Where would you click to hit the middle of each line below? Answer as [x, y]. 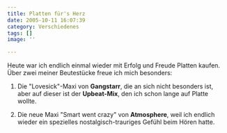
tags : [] [20, 33]
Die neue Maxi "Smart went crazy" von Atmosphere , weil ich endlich [116, 115]
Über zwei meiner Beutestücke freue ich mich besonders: [90, 73]
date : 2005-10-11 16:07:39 [46, 20]
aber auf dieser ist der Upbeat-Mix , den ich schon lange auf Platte [113, 94]
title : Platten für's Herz [46, 14]
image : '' [22, 40]
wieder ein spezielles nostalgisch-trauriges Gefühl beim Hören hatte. [116, 122]
